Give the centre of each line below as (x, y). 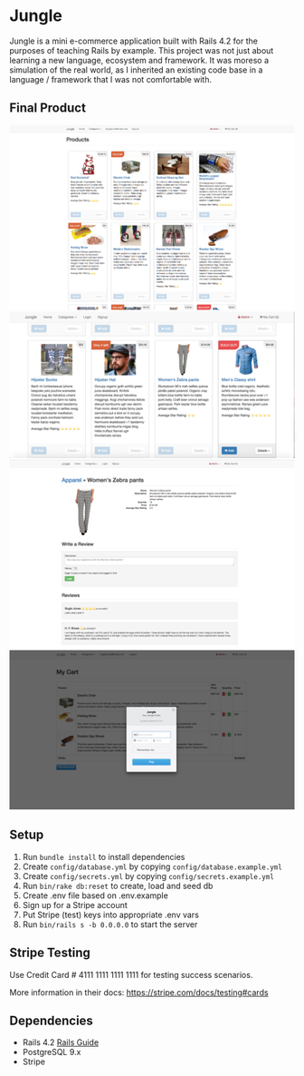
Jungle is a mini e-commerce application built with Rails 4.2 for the (133, 41)
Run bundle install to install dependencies (104, 856)
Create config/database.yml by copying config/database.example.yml (152, 866)
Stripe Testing (50, 953)
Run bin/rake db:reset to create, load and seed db (118, 885)
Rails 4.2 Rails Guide (61, 1042)
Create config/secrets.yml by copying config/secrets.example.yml (148, 875)
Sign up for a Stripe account (75, 905)
